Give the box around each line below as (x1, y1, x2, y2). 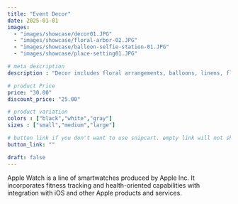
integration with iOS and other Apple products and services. (7, 188, 182, 197)
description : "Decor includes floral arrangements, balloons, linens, (7, 69, 223, 77)
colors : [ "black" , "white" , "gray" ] (7, 115, 113, 122)
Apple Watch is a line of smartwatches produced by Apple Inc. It (7, 173, 195, 182)
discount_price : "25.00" (7, 95, 81, 103)
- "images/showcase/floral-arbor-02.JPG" (13, 37, 138, 44)
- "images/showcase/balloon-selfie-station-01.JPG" (13, 43, 170, 50)
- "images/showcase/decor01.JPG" (13, 30, 113, 38)
